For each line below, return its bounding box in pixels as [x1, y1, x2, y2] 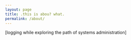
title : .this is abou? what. [5, 12, 65, 17]
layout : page [5, 7, 32, 12]
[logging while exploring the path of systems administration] [5, 30, 127, 36]
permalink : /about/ [5, 16, 45, 21]
